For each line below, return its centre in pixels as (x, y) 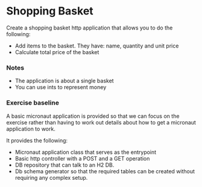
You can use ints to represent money (61, 87)
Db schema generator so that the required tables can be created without (105, 171)
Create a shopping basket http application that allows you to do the (90, 28)
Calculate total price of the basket (57, 52)
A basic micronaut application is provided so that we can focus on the (93, 116)
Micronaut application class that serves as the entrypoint (86, 152)
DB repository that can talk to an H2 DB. (65, 165)
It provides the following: (37, 140)
